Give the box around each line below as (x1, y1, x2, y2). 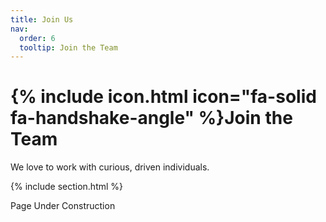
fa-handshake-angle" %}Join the (10, 107, 293, 130)
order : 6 (19, 33, 56, 43)
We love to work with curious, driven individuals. (10, 161, 210, 173)
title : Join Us (10, 14, 74, 25)
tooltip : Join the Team (19, 42, 118, 53)
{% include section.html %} (10, 181, 124, 193)
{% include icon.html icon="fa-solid (10, 86, 317, 108)
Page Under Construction (10, 200, 116, 212)
